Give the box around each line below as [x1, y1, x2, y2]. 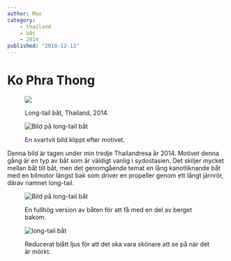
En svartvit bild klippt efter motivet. [24, 135, 126, 143]
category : [7, 17, 36, 24]
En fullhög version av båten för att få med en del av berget [24, 205, 193, 214]
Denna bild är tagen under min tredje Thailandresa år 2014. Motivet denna [7, 149, 220, 157]
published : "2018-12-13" [7, 42, 80, 49]
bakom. [24, 213, 47, 221]
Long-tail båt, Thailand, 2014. [24, 109, 110, 117]
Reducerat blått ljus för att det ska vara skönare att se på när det [24, 239, 210, 248]
